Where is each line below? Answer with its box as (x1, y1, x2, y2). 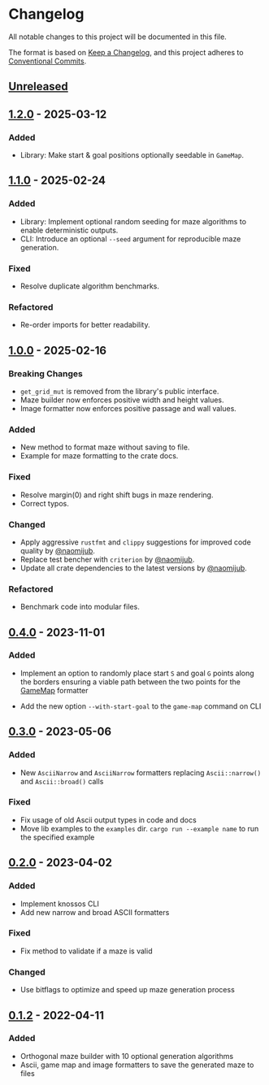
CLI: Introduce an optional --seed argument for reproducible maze (20, 233, 241, 244)
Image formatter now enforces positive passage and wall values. (20, 403, 237, 413)
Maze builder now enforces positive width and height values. (20, 395, 225, 405)
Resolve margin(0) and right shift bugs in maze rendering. (20, 489, 214, 500)
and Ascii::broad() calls (20, 776, 104, 786)
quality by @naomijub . (20, 545, 96, 555)
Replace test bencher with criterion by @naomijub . (20, 554, 195, 564)
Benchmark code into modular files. (20, 602, 140, 612)
